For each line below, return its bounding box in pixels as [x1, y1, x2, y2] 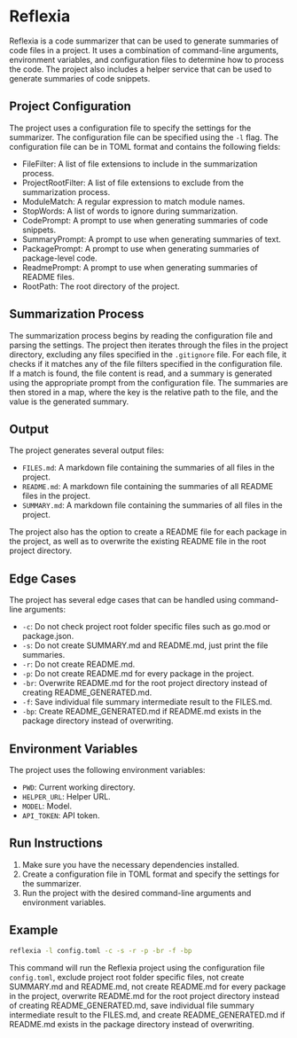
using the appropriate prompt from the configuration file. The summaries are [9, 377, 288, 387]
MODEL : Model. [21, 800, 73, 811]
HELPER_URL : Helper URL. [21, 792, 111, 801]
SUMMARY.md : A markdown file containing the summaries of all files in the [21, 500, 283, 511]
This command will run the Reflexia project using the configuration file [9, 962, 265, 972]
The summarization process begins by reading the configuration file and [9, 330, 273, 340]
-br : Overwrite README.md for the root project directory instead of [21, 678, 268, 689]
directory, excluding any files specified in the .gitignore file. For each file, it [9, 348, 287, 360]
